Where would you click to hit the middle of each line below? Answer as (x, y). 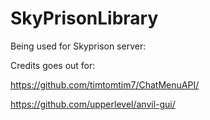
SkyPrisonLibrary (84, 18)
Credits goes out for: (53, 65)
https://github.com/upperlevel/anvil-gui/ (93, 104)
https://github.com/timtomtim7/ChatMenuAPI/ (105, 84)
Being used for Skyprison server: (78, 46)
